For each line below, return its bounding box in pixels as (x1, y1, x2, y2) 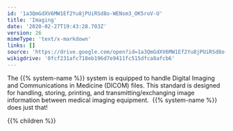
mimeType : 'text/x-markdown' (7, 36, 92, 43)
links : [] (7, 42, 36, 49)
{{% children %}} (7, 117, 57, 125)
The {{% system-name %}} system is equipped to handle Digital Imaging (7, 74, 215, 82)
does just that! (7, 103, 49, 111)
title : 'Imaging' (7, 17, 58, 23)
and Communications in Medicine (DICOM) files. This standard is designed (7, 81, 221, 90)
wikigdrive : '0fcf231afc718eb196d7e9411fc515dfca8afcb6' (7, 55, 175, 62)
